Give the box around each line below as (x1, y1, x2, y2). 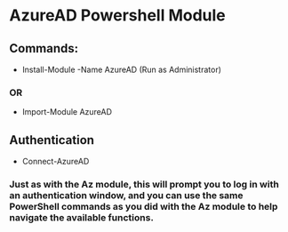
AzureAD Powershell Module (9, 5, 226, 26)
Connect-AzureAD (21, 156, 90, 167)
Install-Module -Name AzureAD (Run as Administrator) (21, 64, 222, 75)
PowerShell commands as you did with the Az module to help (9, 201, 278, 213)
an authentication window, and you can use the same (9, 189, 244, 202)
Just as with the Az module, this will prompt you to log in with (9, 179, 280, 191)
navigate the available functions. (9, 212, 154, 224)
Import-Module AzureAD (21, 107, 113, 117)
